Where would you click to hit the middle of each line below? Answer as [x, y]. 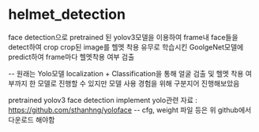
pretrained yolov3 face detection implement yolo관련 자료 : [103, 100]
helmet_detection [67, 15]
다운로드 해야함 [32, 119]
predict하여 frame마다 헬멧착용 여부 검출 [71, 57]
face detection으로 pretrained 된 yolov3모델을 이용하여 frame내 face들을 [123, 37]
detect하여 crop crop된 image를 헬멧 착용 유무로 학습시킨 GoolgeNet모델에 [126, 47]
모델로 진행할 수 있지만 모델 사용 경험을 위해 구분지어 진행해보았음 [139, 83]
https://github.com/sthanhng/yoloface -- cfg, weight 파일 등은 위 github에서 [130, 110]
